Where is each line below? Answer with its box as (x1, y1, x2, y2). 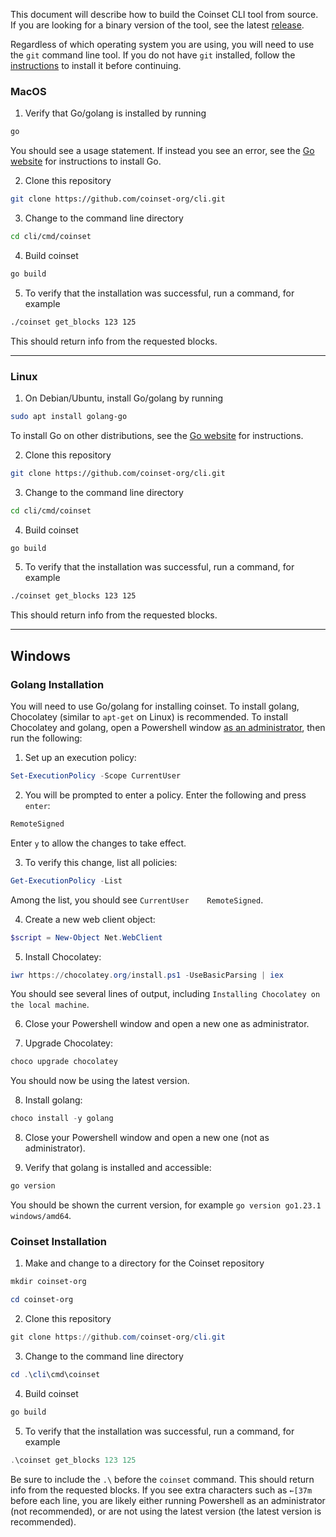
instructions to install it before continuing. (10, 60, 182, 71)
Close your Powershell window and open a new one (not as (24, 1132, 270, 1144)
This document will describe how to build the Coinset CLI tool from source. (10, 9, 319, 20)
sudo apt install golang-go (10, 411, 128, 421)
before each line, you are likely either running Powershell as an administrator (10, 1494, 326, 1506)
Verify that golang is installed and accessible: (24, 1162, 212, 1174)
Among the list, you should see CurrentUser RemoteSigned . (10, 894, 264, 906)
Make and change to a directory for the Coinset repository (24, 1257, 265, 1269)
